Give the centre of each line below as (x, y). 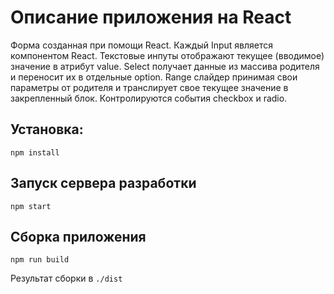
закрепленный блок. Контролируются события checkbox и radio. (149, 98)
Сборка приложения (78, 236)
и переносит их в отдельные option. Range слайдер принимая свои (154, 77)
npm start (31, 206)
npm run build (40, 260)
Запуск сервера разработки (103, 183)
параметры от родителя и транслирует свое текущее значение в (149, 87)
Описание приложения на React (151, 17)
